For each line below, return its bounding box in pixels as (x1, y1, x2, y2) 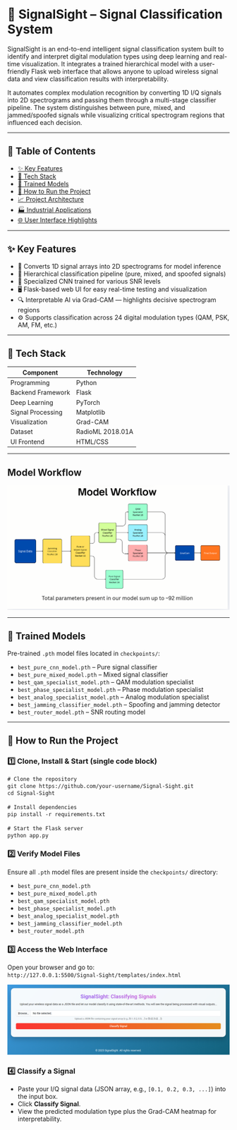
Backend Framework (10, 388, 71, 397)
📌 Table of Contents (7, 145, 96, 157)
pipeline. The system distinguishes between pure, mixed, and (7, 103, 186, 111)
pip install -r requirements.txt (7, 811, 106, 818)
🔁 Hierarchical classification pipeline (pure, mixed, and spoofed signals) (17, 269, 226, 278)
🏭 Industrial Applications (17, 205, 92, 214)
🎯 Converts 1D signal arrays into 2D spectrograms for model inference (17, 262, 221, 270)
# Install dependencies (7, 804, 78, 811)
